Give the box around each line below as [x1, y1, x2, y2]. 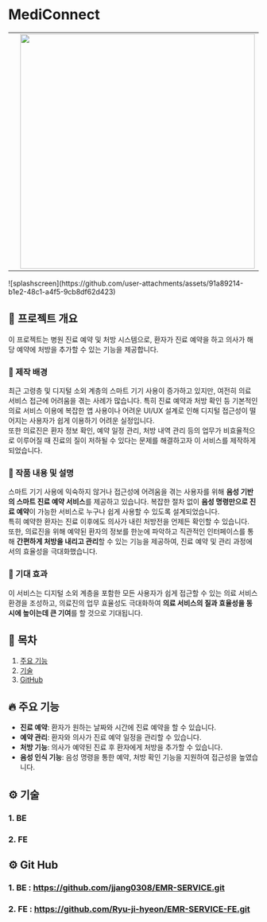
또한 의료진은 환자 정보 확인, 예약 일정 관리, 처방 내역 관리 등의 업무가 [8, 426, 222, 435]
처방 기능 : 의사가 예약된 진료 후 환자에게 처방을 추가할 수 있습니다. [19, 742, 223, 753]
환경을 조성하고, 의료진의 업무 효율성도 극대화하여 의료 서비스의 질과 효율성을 [8, 598, 245, 608]
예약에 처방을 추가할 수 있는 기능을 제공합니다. [16, 344, 159, 354]
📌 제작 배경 [8, 366, 48, 377]
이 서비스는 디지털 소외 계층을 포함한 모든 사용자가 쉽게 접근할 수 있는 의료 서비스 [8, 588, 258, 597]
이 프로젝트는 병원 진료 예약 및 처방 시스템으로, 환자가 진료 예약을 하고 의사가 [8, 334, 246, 344]
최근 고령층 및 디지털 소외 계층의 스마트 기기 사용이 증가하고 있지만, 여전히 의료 [8, 386, 252, 395]
